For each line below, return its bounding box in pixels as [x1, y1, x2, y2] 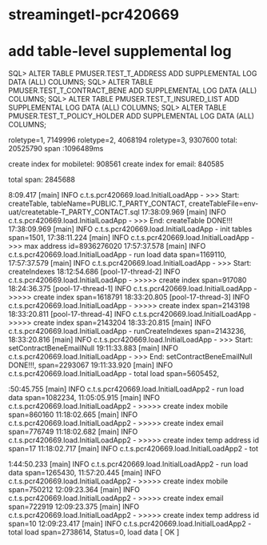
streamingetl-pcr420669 [8, 6, 180, 24]
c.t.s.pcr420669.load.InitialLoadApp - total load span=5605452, [8, 369, 220, 379]
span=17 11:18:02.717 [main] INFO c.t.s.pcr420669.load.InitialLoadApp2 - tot [8, 444, 258, 454]
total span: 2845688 [8, 174, 76, 185]
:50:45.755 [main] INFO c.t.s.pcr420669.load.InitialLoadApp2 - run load [8, 384, 245, 394]
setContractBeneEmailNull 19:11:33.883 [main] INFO [8, 343, 178, 353]
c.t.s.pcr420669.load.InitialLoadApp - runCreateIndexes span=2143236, [8, 327, 246, 336]
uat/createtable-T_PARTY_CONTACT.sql [8, 207, 140, 217]
